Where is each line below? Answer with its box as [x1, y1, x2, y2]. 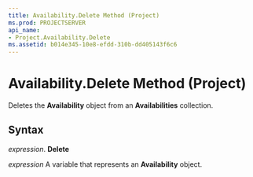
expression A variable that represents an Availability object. [8, 159, 203, 169]
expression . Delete [8, 144, 69, 153]
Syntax [8, 124, 44, 137]
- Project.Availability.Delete [8, 33, 111, 42]
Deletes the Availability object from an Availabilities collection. [8, 101, 214, 110]
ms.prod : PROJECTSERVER [8, 19, 86, 27]
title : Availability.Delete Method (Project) [8, 11, 159, 20]
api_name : [8, 26, 41, 34]
